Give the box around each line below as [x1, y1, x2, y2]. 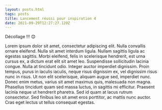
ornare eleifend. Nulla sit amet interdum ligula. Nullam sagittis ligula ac [5, 48, 145, 54]
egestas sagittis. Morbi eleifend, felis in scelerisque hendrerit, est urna [5, 54, 146, 59]
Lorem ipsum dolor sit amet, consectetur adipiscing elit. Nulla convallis [5, 43, 146, 49]
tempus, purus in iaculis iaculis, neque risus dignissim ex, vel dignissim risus [5, 69, 157, 75]
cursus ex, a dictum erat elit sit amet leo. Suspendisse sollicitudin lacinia [5, 58, 149, 64]
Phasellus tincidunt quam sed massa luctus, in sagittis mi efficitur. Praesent [5, 84, 155, 90]
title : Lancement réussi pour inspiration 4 [5, 16, 96, 21]
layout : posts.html [5, 7, 44, 12]
